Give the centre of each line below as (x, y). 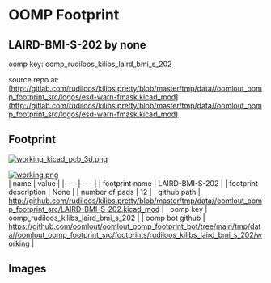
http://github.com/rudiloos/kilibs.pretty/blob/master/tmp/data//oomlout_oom (135, 201)
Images (28, 269)
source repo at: (34, 80)
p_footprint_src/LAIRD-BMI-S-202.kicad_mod (84, 209)
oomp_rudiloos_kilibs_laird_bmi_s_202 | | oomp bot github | (107, 218)
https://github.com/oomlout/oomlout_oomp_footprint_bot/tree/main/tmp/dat (135, 226)
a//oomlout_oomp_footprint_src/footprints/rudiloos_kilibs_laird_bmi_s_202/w (135, 234)
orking (19, 243)
